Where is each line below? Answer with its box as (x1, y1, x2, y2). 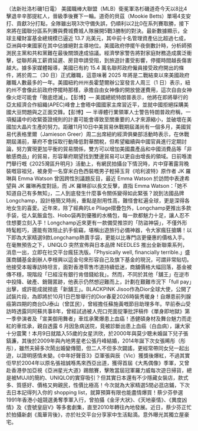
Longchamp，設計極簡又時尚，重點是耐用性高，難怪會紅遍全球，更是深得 (6, 197, 185, 204)
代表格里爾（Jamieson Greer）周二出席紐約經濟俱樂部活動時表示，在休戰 (11, 130, 190, 138)
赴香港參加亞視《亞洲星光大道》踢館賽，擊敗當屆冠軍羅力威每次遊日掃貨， (6, 367, 187, 374)
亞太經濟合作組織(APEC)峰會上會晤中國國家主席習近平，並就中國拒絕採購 (6, 101, 184, 108)
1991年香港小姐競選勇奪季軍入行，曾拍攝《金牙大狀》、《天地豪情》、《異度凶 (6, 396, 187, 403)
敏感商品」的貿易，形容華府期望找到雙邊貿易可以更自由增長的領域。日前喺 (6, 153, 187, 159)
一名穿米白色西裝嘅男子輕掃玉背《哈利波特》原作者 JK (52, 168, 184, 174)
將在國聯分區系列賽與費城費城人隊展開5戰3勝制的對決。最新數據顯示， (11, 27, 183, 34)
